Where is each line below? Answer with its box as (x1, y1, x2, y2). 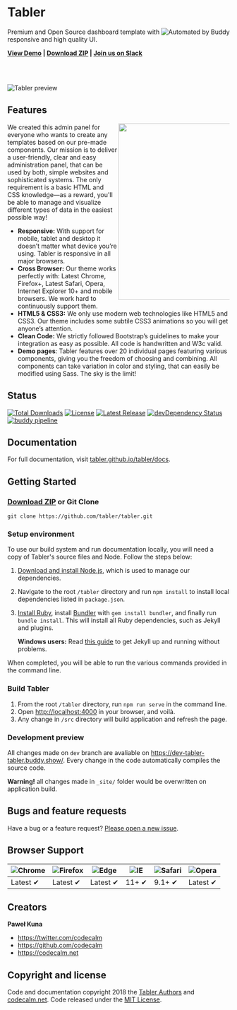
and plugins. (17, 624, 54, 632)
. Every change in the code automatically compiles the (63, 756, 221, 764)
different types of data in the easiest (7, 206, 113, 214)
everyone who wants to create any (7, 130, 108, 138)
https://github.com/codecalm (17, 941, 103, 950)
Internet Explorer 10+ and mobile (17, 287, 113, 295)
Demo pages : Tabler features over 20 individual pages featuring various (17, 347, 228, 355)
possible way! (7, 213, 48, 221)
